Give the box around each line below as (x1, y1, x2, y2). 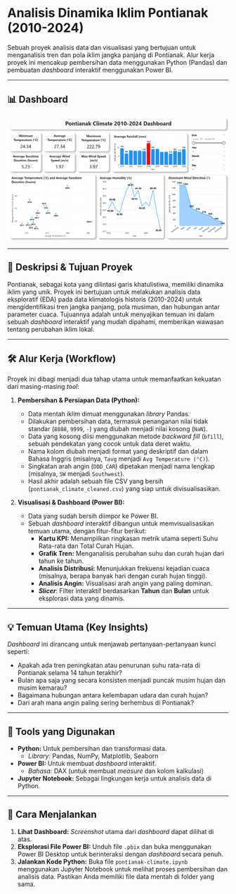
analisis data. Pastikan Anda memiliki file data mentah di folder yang (17, 872, 214, 881)
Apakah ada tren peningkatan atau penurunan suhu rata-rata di (17, 661, 201, 670)
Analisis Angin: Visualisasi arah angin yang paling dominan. (38, 579, 213, 588)
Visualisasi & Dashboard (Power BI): (17, 498, 125, 507)
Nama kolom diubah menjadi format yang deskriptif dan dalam (27, 447, 209, 456)
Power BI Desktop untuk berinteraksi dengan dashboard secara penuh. (17, 850, 223, 858)
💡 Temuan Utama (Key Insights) (7, 621, 149, 633)
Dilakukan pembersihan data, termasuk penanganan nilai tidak (27, 417, 209, 426)
